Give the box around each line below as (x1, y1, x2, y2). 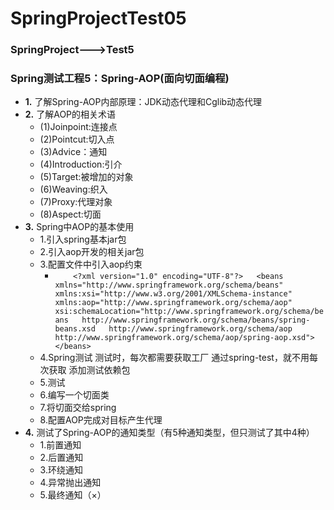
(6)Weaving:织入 (39, 183, 108, 196)
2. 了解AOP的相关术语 (24, 108, 117, 121)
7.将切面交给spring (39, 402, 117, 414)
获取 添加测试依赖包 (48, 364, 131, 376)
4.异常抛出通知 (39, 477, 102, 489)
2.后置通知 (39, 452, 84, 464)
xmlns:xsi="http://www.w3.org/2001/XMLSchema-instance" (54, 289, 293, 299)
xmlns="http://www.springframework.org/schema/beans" (54, 280, 284, 291)
